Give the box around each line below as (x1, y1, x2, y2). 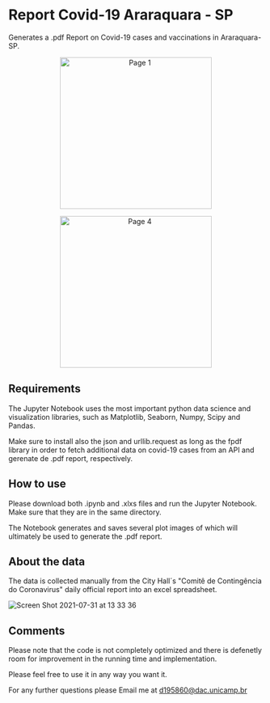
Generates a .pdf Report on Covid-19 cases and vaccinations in (8, 32, 220, 42)
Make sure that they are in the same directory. (8, 507, 162, 517)
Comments (8, 624, 65, 637)
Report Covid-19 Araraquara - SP (8, 6, 234, 24)
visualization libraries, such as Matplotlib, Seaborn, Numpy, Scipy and (8, 412, 241, 421)
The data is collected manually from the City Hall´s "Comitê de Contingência (8, 576, 263, 586)
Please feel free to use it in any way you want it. (8, 670, 167, 680)
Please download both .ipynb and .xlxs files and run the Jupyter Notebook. (8, 498, 257, 508)
